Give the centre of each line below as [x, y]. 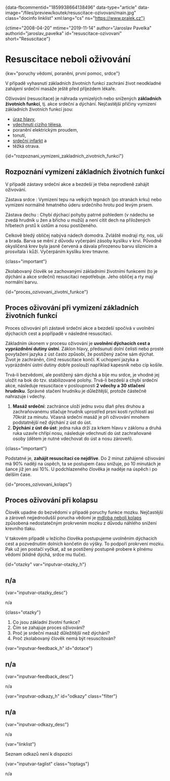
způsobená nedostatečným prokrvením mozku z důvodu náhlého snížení [81, 523]
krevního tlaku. [21, 528]
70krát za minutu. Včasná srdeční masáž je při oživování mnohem [81, 417]
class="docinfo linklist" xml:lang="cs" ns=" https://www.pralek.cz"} [75, 18]
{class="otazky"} [23, 612]
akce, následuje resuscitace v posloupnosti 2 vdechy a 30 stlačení [75, 385]
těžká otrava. [26, 146]
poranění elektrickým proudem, [45, 130]
